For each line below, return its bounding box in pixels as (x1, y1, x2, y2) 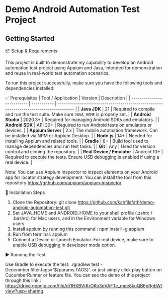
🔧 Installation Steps (5, 189, 45, 195)
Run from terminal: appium (12, 231, 68, 237)
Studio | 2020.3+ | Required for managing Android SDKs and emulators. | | (5, 117, 160, 123)
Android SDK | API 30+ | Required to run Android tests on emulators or (5, 122, 152, 128)
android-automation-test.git (12, 205, 70, 211)
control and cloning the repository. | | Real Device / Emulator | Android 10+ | (5, 149, 163, 154)
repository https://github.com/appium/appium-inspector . (5, 180, 123, 185)
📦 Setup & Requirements (5, 48, 58, 54)
